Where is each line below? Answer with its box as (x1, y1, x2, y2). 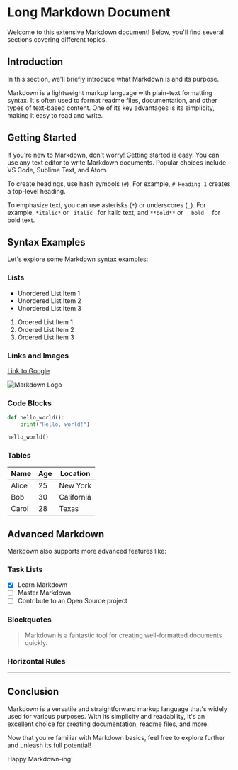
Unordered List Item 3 (17, 304, 81, 312)
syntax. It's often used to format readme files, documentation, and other (7, 96, 218, 104)
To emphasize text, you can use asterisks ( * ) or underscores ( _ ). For (7, 200, 207, 209)
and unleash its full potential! (7, 741, 91, 749)
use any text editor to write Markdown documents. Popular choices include (7, 158, 227, 167)
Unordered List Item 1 (17, 289, 81, 297)
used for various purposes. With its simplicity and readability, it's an (7, 712, 205, 720)
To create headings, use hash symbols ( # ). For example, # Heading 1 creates (7, 179, 231, 188)
